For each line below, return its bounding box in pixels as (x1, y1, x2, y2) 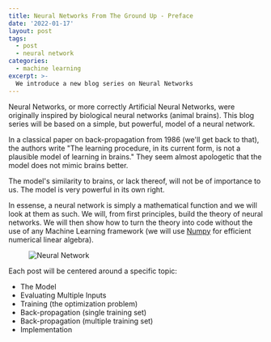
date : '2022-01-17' (8, 19, 74, 27)
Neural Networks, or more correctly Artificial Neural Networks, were (8, 102, 235, 112)
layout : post (8, 27, 53, 35)
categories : (8, 57, 49, 65)
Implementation (19, 324, 73, 334)
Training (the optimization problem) (19, 298, 138, 308)
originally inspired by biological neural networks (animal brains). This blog (8, 110, 255, 120)
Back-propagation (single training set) (19, 307, 147, 317)
